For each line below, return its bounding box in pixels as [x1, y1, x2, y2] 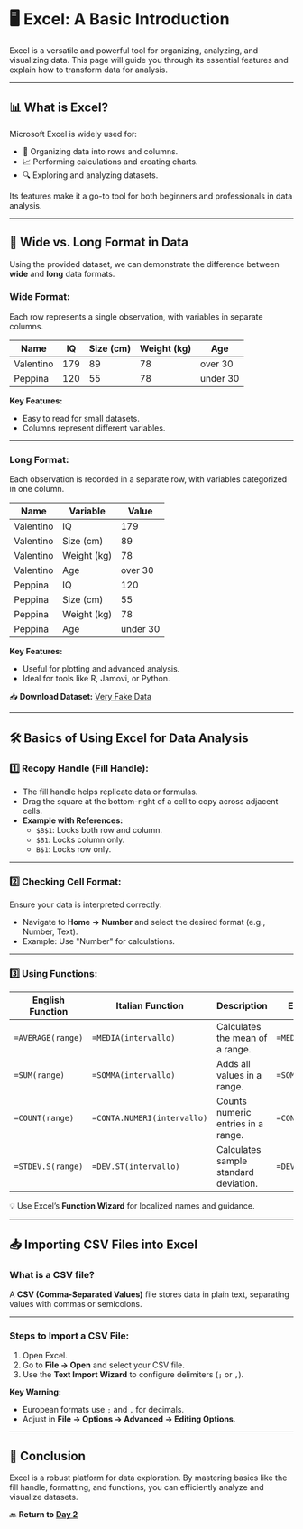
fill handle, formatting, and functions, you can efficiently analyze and [9, 1482, 264, 1493]
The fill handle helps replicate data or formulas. [22, 786, 198, 797]
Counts [216, 1095, 248, 1107]
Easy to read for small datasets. [22, 412, 140, 423]
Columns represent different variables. [22, 422, 166, 433]
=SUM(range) [14, 1070, 66, 1080]
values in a [216, 1069, 262, 1081]
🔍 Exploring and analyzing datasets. [22, 170, 159, 181]
